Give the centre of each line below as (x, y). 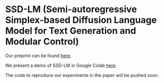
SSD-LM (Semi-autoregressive (71, 9)
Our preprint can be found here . (38, 55)
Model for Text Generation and (71, 31)
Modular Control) (42, 42)
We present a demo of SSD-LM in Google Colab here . (61, 65)
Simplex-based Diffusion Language (81, 20)
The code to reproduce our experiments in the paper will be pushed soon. (82, 75)
